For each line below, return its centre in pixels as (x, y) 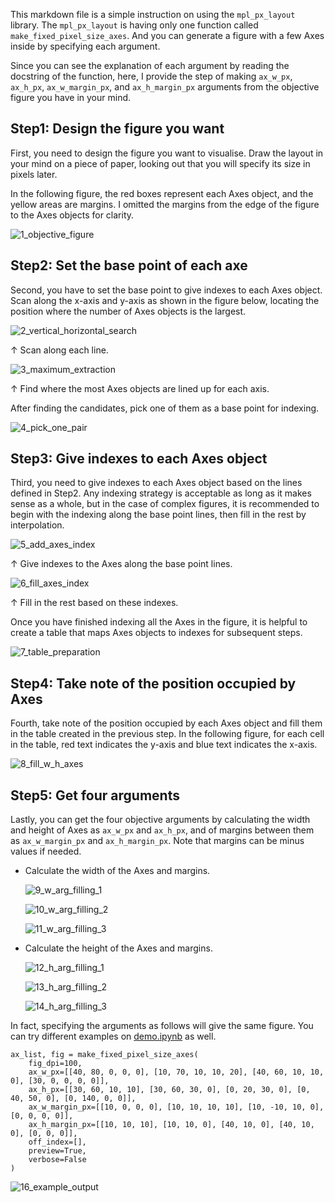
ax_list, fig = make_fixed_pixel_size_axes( (104, 1055)
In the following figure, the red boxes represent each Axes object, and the (162, 193)
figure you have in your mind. (71, 97)
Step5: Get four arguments (95, 795)
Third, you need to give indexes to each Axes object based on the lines (156, 483)
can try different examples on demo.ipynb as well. (113, 1036)
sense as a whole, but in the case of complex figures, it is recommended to (165, 504)
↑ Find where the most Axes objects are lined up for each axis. (140, 388)
